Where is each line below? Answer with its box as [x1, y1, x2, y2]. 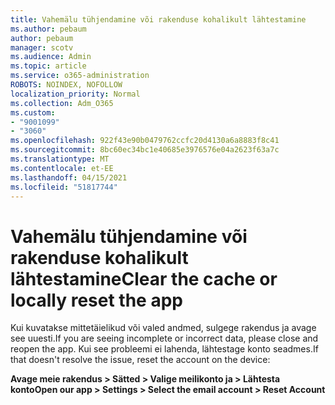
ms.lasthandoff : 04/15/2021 [10, 172, 128, 183]
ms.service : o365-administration [10, 71, 150, 81]
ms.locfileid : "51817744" [10, 182, 118, 192]
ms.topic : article [10, 61, 87, 71]
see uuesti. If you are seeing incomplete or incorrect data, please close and [10, 332, 319, 345]
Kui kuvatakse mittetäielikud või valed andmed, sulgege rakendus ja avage [10, 322, 317, 334]
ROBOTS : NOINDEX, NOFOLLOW [10, 80, 123, 90]
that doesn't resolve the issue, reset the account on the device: [10, 354, 271, 366]
